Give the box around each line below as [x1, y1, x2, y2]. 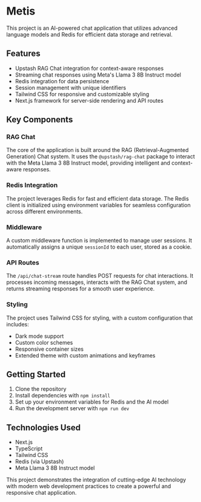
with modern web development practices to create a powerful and [6, 483, 171, 490]
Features [6, 49, 41, 59]
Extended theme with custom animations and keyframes [15, 351, 156, 359]
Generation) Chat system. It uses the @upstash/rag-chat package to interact [6, 153, 196, 160]
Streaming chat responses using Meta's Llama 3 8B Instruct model [15, 71, 182, 78]
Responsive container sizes [15, 345, 84, 352]
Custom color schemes [15, 339, 73, 346]
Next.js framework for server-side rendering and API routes [15, 97, 163, 104]
